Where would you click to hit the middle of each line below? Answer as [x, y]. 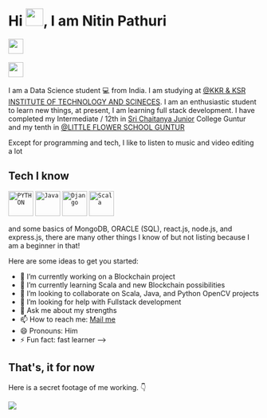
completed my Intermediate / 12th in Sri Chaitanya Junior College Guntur [127, 119]
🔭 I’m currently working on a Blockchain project [97, 276]
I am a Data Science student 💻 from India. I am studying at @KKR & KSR [127, 90]
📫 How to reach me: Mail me [67, 319]
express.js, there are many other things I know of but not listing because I [129, 237]
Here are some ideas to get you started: [74, 261]
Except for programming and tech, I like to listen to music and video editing [131, 143]
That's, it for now [52, 367]
